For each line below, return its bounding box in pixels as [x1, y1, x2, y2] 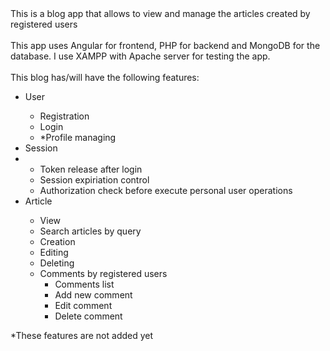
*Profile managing [39, 132, 117, 143]
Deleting [39, 257, 75, 269]
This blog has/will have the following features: [10, 72, 200, 83]
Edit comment [54, 300, 113, 311]
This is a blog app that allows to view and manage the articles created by [10, 8, 311, 19]
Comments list [54, 278, 115, 290]
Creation [39, 236, 76, 247]
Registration [39, 110, 90, 122]
